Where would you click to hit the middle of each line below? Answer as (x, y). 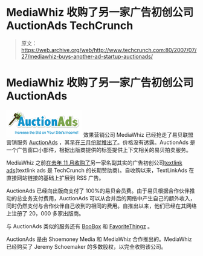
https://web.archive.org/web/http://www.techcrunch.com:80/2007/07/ (109, 50)
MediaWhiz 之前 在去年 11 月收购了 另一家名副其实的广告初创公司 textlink (94, 162)
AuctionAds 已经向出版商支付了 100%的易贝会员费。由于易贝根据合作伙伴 (98, 191)
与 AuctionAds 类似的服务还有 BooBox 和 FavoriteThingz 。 (79, 226)
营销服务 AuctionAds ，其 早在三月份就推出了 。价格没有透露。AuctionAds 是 (101, 142)
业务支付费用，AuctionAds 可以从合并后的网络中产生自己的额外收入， (109, 198)
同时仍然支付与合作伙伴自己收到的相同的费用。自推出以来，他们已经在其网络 (101, 206)
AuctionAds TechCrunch (70, 26)
